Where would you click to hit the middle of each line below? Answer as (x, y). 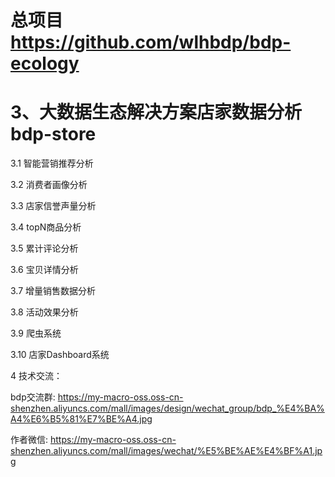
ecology (45, 63)
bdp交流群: (33, 397)
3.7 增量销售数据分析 (53, 291)
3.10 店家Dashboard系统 (60, 355)
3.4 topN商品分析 (46, 227)
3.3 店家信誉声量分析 (53, 206)
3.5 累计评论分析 (44, 248)
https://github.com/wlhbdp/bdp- (151, 42)
